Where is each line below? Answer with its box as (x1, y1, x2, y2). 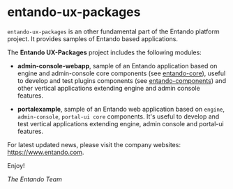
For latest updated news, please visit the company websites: (7, 140, 181, 149)
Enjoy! (7, 161, 26, 169)
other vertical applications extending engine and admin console (17, 84, 200, 92)
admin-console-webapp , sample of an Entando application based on (17, 61, 218, 70)
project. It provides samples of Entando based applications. (7, 34, 178, 43)
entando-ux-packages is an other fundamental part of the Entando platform (7, 27, 220, 36)
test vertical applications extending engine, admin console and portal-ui (17, 119, 225, 128)
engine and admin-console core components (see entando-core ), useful (17, 69, 226, 77)
